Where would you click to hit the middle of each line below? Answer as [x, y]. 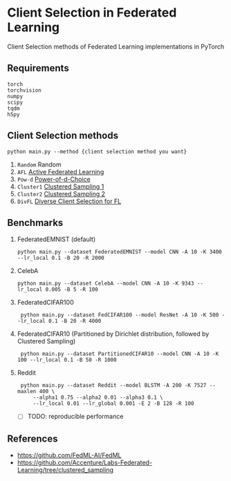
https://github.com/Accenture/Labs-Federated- [85, 463]
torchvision [24, 90]
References [33, 438]
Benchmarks [35, 223]
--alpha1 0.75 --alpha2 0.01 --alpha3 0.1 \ [98, 398]
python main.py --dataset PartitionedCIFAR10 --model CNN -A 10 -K [120, 354]
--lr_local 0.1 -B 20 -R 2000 [61, 258]
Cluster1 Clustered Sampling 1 [61, 186]
